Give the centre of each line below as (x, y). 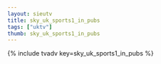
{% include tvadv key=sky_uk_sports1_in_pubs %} (81, 53)
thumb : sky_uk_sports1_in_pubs (54, 33)
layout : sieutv (30, 14)
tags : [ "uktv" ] (30, 27)
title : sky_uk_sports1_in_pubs (54, 20)
